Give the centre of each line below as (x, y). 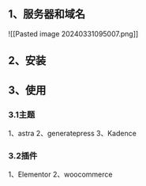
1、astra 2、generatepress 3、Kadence (72, 133)
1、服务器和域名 (47, 14)
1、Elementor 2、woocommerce (60, 175)
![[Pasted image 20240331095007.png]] (73, 33)
